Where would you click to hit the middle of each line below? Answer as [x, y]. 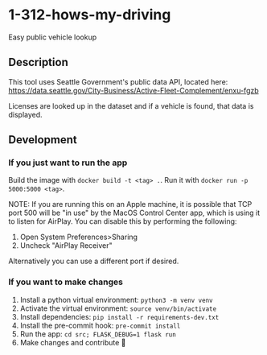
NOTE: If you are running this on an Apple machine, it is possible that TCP [130, 204]
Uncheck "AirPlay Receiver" [66, 246]
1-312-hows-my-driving [90, 15]
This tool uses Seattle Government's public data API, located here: [118, 81]
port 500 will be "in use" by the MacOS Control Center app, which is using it [134, 213]
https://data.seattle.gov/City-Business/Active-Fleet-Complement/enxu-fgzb [133, 90]
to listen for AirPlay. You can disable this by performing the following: [123, 221]
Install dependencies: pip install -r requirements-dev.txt [119, 316]
